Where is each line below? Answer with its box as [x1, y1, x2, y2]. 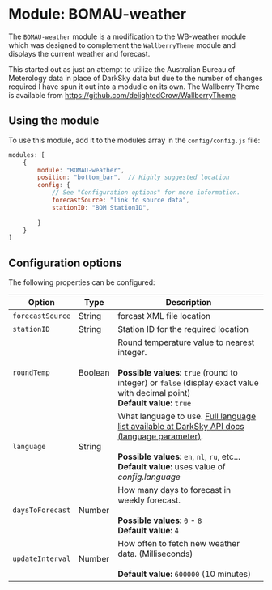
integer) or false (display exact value [117, 377, 259, 388]
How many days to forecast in [117, 485, 232, 496]
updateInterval [12, 554, 71, 563]
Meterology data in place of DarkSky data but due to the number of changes [8, 73, 263, 83]
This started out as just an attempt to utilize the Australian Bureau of [8, 64, 236, 74]
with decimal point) [117, 388, 191, 399]
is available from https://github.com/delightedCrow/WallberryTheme [8, 90, 236, 100]
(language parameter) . [117, 431, 204, 442]
